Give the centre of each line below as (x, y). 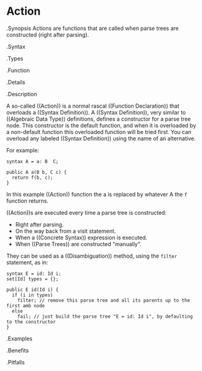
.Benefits (18, 350)
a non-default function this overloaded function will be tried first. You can (99, 132)
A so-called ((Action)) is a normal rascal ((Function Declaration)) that (93, 106)
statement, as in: (27, 262)
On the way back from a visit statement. (65, 231)
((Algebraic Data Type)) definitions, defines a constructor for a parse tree (99, 119)
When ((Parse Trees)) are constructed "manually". (78, 244)
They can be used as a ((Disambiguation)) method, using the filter (92, 256)
